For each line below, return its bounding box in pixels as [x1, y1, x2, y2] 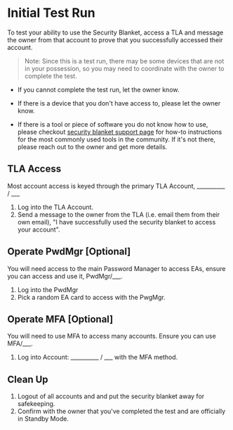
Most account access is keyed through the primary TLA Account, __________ [7, 182, 225, 190]
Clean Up [7, 373, 48, 385]
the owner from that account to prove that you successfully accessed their [7, 35, 223, 44]
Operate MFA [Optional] [7, 313, 114, 325]
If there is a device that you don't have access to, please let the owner [17, 99, 221, 107]
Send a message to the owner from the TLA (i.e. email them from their [17, 210, 220, 219]
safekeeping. [17, 400, 55, 408]
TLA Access [7, 163, 62, 175]
